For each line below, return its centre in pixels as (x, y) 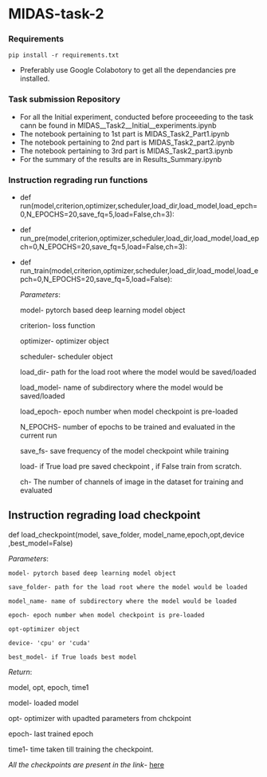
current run (38, 435)
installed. (35, 79)
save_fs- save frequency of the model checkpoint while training (124, 451)
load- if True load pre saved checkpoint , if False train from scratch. (131, 466)
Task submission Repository (65, 99)
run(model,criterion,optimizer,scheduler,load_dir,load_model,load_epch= (138, 206)
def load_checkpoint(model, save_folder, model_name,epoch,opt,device (126, 534)
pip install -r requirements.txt (64, 55)
